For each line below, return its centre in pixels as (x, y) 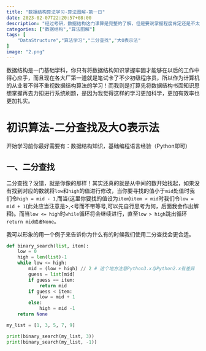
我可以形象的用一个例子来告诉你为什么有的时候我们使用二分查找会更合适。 (100, 234)
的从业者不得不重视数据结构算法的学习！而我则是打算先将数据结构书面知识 (100, 85)
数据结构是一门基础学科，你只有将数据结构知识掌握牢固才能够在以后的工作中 (103, 70)
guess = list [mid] (52, 274)
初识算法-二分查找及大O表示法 (83, 128)
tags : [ (16, 35)
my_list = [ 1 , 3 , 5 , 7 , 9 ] (41, 325)
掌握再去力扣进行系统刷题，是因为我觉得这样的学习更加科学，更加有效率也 (105, 93)
